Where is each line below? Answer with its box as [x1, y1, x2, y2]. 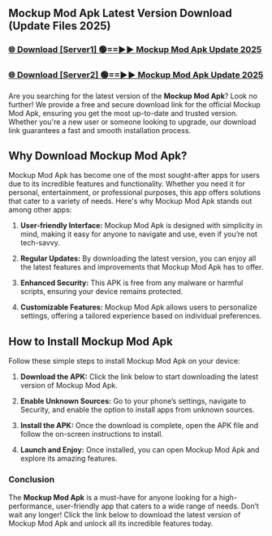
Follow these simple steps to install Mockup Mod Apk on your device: [8, 357, 240, 366]
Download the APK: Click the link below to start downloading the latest [19, 372, 258, 382]
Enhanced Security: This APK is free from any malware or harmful [19, 278, 244, 287]
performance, [8, 501, 54, 511]
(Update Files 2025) [8, 19, 111, 33]
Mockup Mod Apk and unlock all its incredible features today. [8, 518, 214, 528]
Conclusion [8, 474, 55, 486]
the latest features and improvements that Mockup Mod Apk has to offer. [19, 262, 264, 272]
